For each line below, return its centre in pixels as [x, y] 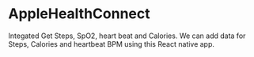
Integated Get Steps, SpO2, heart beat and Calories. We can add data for [127, 36]
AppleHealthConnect [79, 14]
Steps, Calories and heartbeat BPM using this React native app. [112, 44]
